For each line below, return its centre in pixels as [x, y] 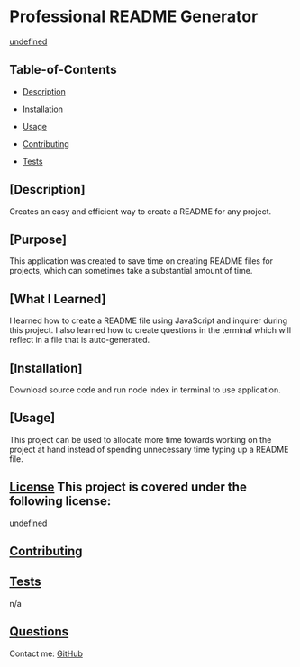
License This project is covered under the [128, 487]
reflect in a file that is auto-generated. [80, 340]
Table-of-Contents [63, 70]
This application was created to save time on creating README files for [141, 261]
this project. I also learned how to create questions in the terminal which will [150, 330]
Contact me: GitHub [46, 653]
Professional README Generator [134, 17]
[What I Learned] [58, 299]
